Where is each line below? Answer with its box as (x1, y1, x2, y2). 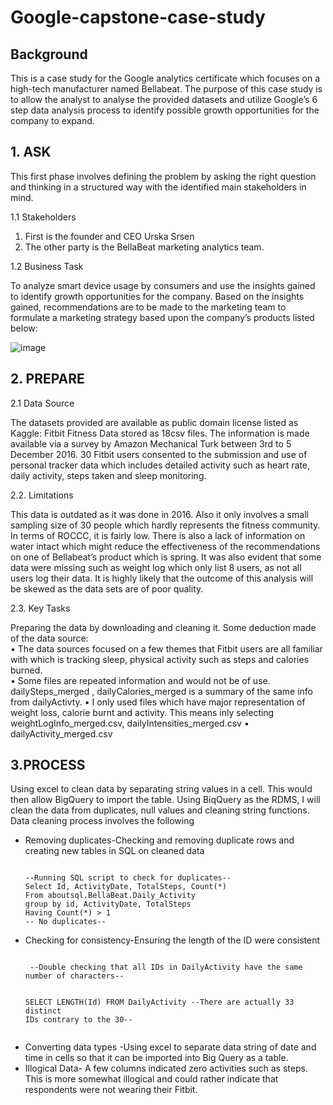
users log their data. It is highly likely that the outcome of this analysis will (10, 572, 314, 584)
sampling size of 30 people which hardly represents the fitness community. (10, 519, 321, 531)
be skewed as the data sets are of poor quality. (10, 582, 204, 595)
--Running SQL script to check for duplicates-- (24, 873, 232, 883)
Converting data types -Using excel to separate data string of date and (24, 1041, 317, 1053)
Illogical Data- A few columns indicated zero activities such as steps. (24, 1062, 308, 1075)
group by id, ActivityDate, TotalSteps (24, 899, 192, 910)
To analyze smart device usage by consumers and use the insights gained (10, 279, 316, 291)
